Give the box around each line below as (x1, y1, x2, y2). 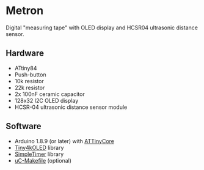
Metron (5, 4, 44, 18)
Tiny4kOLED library (14, 144, 64, 151)
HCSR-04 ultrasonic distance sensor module (14, 103, 128, 111)
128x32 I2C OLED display (14, 97, 79, 104)
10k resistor (14, 77, 44, 84)
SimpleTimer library (14, 150, 64, 158)
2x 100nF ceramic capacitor (14, 90, 85, 98)
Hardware (5, 48, 44, 59)
